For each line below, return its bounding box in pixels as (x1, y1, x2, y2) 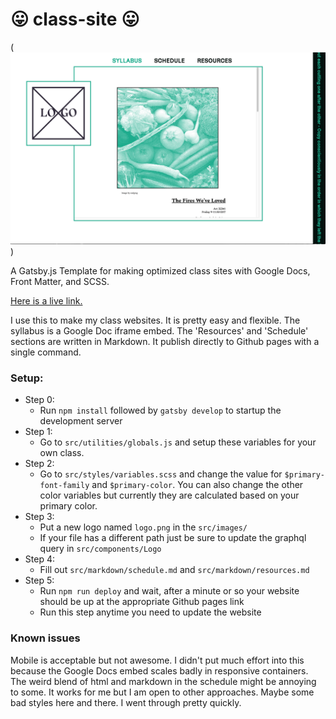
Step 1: (24, 426, 53, 438)
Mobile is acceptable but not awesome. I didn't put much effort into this (10, 654, 305, 666)
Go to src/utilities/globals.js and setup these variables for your (39, 436, 317, 448)
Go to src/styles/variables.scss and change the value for (39, 468, 283, 480)
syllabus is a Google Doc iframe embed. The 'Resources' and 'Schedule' (10, 325, 309, 337)
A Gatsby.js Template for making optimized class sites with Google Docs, (10, 265, 311, 277)
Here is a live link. (10, 295, 83, 307)
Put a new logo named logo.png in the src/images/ (39, 521, 248, 533)
